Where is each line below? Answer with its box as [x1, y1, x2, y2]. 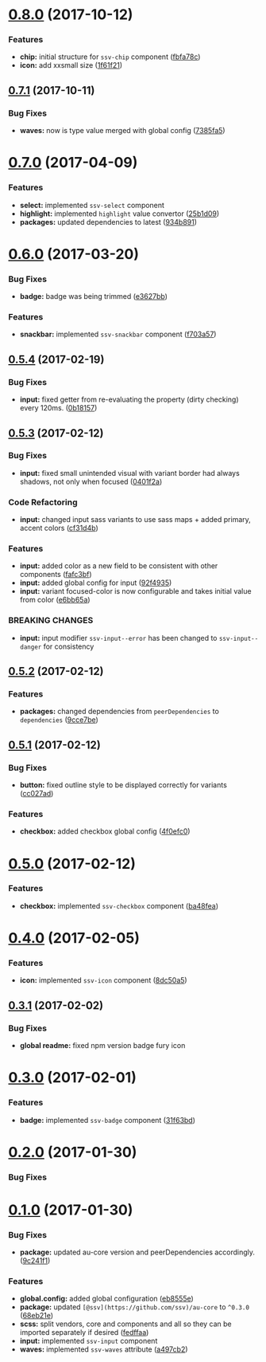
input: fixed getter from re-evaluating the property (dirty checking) [19, 394, 239, 404]
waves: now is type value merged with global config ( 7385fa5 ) [19, 126, 226, 135]
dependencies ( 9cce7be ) [19, 715, 99, 724]
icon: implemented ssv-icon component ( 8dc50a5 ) [19, 975, 188, 985]
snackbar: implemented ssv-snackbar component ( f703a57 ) [19, 329, 217, 340]
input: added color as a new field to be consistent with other [19, 561, 218, 571]
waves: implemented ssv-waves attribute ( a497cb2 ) [19, 1344, 188, 1354]
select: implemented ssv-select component [19, 200, 165, 210]
